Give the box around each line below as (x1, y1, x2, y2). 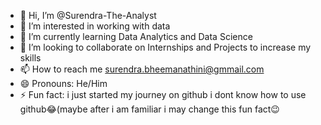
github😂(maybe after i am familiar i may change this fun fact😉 (19, 103, 280, 115)
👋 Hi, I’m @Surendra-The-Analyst (19, 10, 157, 21)
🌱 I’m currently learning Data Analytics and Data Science (19, 31, 253, 42)
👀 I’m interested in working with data (19, 20, 171, 32)
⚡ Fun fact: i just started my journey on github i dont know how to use (19, 89, 307, 100)
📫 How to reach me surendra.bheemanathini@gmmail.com (19, 63, 265, 75)
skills (19, 52, 42, 64)
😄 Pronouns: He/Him (19, 78, 108, 89)
